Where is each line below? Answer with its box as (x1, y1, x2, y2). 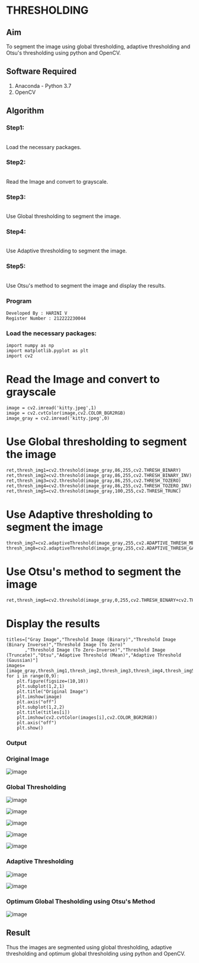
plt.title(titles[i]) (17, 709, 70, 715)
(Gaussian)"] (6, 657, 38, 663)
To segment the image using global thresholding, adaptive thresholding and (6, 43, 191, 50)
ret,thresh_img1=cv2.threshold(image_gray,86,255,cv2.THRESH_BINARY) (6, 468, 182, 473)
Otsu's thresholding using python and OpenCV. (6, 49, 121, 56)
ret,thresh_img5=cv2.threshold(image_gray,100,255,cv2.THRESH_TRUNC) (6, 488, 182, 494)
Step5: (6, 262, 26, 270)
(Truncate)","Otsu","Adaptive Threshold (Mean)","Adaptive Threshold (6, 652, 182, 658)
